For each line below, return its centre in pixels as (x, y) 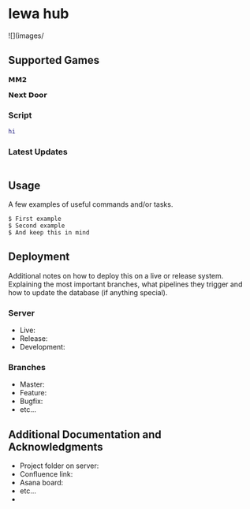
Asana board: (41, 483)
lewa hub (39, 14)
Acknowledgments (56, 447)
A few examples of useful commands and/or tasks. (91, 204)
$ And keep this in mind (49, 233)
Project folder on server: (59, 466)
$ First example (35, 219)
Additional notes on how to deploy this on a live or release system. (116, 275)
